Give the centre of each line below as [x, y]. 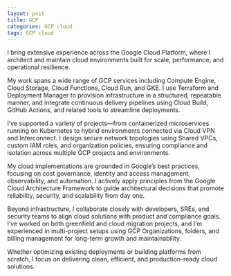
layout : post [26, 13]
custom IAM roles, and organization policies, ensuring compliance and [107, 145]
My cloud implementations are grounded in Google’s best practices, [104, 166]
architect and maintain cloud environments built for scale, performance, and [115, 60]
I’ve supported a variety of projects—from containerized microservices [108, 123]
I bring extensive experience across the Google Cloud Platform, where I [109, 53]
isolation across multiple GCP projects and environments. [89, 153]
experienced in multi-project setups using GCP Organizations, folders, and [113, 231]
